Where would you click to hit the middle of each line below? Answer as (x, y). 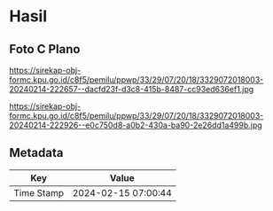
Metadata (36, 153)
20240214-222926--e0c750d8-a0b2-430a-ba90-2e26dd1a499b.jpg (136, 125)
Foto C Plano (45, 49)
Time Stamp (39, 192)
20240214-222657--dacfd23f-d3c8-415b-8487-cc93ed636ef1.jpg (132, 89)
